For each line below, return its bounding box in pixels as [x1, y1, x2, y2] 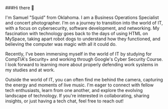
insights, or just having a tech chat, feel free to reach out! [5, 98, 124, 104]
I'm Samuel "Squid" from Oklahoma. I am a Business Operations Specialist [5, 15, 159, 20]
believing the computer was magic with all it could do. [5, 41, 117, 47]
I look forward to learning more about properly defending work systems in [5, 62, 158, 67]
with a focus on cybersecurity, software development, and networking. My [5, 25, 160, 31]
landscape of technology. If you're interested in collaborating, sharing [5, 93, 149, 98]
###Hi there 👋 [5, 5, 34, 11]
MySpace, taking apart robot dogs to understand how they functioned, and [5, 36, 161, 42]
